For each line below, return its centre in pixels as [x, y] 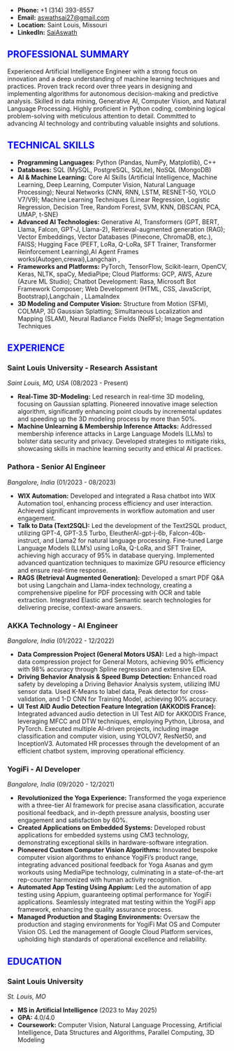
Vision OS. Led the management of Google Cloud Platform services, [115, 932]
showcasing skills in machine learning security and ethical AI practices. [120, 449]
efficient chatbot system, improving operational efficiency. [101, 751]
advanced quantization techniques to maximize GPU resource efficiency [121, 562]
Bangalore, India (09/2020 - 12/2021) [61, 784]
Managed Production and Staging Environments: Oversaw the [109, 917]
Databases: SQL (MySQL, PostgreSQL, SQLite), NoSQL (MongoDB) [114, 169]
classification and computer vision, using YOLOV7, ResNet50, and [112, 736]
